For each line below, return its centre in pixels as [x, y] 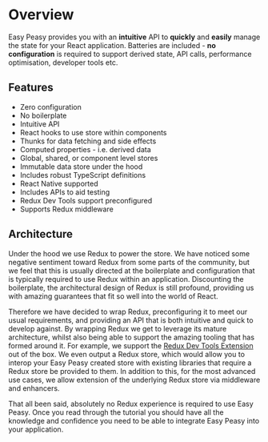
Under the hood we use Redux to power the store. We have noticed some [129, 253]
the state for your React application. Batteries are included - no [112, 45]
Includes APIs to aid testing [65, 192]
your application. [36, 429]
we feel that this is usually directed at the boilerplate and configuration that [132, 271]
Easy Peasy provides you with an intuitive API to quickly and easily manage [134, 37]
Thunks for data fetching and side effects [88, 141]
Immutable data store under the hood [81, 167]
